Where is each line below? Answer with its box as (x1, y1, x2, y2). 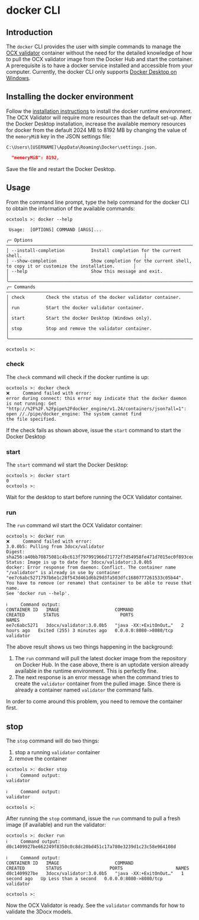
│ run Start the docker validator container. (6, 304, 145, 311)
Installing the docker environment (6, 92, 134, 102)
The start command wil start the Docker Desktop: (6, 461, 129, 468)
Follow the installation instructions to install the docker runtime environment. (6, 108, 192, 115)
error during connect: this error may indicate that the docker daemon (6, 395, 187, 401)
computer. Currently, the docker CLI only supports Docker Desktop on (6, 68, 177, 75)
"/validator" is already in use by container (6, 570, 120, 576)
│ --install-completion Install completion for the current (6, 247, 182, 253)
